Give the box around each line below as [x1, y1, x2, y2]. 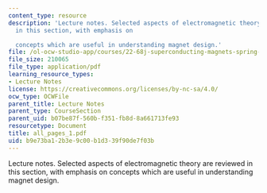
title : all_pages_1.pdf [8, 129, 87, 137]
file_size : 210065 [8, 56, 69, 64]
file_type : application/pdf [8, 63, 102, 71]
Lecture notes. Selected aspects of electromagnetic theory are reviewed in [8, 158, 253, 168]
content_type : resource [8, 11, 87, 20]
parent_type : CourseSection [8, 107, 102, 115]
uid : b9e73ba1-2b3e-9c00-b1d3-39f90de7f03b [8, 137, 155, 145]
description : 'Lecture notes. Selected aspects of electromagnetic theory [8, 19, 261, 27]
